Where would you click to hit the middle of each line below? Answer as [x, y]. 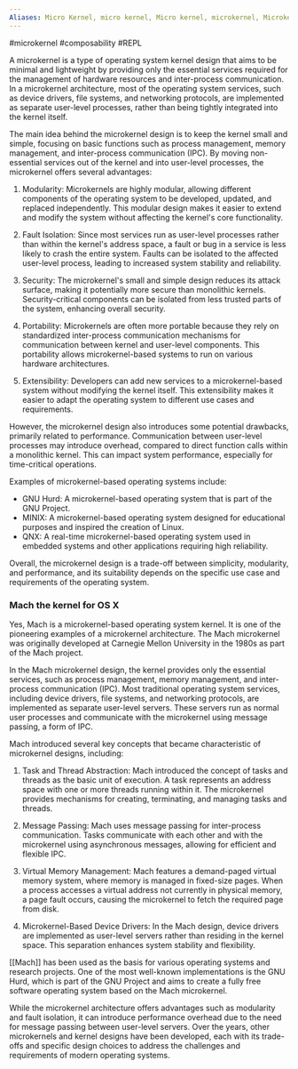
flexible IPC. [44, 854]
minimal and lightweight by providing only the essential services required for [149, 69]
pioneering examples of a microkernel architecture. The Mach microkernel [145, 633]
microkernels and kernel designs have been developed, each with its [134, 1036]
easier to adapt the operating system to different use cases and [138, 399]
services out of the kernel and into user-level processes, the [154, 162]
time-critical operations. [53, 464]
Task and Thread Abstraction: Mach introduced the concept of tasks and [155, 770]
